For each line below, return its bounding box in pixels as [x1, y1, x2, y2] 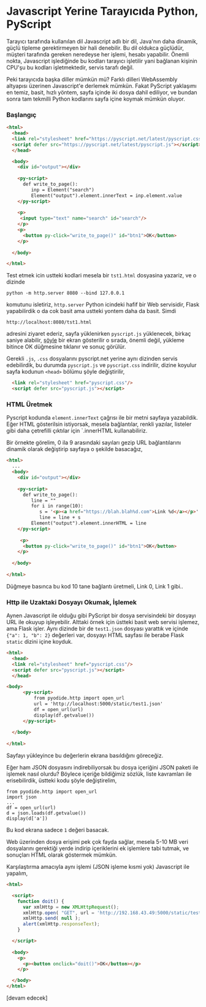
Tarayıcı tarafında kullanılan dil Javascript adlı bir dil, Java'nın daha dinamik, [6, 37, 198, 45]
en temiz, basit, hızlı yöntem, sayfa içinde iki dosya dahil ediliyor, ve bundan [6, 88, 197, 96]
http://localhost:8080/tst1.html [6, 319, 92, 326]
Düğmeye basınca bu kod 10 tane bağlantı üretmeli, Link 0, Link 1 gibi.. [6, 582, 184, 590]
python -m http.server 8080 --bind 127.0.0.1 [6, 290, 124, 296]
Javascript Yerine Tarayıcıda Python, [6, 4, 198, 18]
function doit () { [17, 898, 64, 905]
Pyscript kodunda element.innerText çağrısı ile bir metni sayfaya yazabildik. [6, 414, 198, 422]
